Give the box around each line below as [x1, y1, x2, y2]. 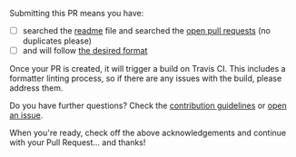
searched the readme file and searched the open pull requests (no [22, 25, 271, 35]
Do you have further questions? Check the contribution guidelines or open [9, 100, 288, 112]
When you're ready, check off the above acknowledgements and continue [9, 127, 287, 139]
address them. [9, 83, 64, 93]
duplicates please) [22, 35, 93, 46]
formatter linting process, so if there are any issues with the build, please [9, 73, 282, 84]
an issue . [9, 110, 44, 121]
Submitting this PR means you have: [9, 8, 144, 18]
